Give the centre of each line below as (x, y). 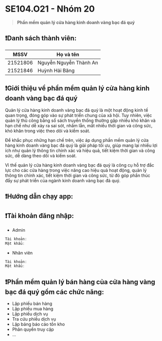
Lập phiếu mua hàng (33, 309)
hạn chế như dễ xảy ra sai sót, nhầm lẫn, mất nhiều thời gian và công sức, (79, 125)
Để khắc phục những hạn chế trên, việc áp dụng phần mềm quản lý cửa (77, 140)
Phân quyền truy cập (33, 329)
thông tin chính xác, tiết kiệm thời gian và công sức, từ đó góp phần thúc (78, 175)
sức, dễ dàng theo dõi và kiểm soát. (41, 155)
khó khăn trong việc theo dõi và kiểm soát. (48, 131)
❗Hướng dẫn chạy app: (39, 196)
